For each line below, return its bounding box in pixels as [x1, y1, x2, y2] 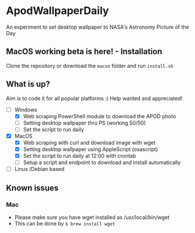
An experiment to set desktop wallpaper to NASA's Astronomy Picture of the [6, 23, 190, 30]
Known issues [6, 183, 59, 193]
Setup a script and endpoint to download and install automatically [23, 159, 181, 166]
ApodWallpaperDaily [6, 4, 109, 18]
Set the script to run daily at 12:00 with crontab [23, 152, 136, 159]
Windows [14, 106, 37, 113]
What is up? [6, 79, 51, 89]
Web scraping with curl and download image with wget [23, 139, 156, 146]
